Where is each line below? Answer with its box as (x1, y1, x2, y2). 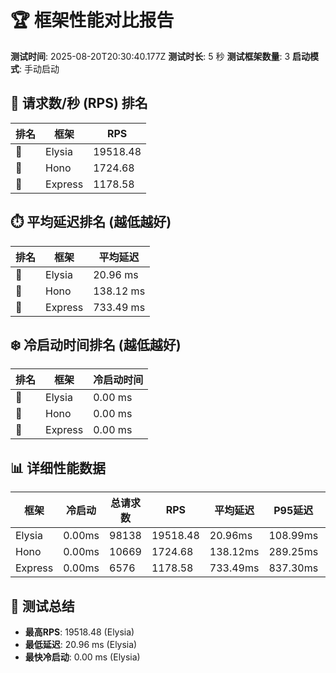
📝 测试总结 (10, 597, 75, 615)
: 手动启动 (19, 62, 60, 75)
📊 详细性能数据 (10, 459, 107, 476)
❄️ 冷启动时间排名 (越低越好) (10, 336, 182, 353)
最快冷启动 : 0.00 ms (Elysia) (24, 651, 141, 663)
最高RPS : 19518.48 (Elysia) (24, 626, 135, 638)
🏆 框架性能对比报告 (10, 9, 175, 32)
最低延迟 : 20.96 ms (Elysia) (24, 639, 138, 650)
